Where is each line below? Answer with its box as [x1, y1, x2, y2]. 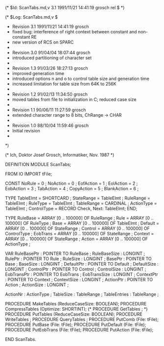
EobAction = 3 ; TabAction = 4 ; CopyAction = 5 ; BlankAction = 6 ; [5, 186, 139, 191]
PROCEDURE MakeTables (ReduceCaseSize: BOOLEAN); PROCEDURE [5, 301, 147, 306]
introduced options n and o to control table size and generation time [12, 76, 149, 81]
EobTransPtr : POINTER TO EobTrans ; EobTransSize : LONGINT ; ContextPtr [5, 272, 158, 277]
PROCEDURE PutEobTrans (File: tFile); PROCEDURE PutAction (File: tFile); [5, 327, 153, 333]
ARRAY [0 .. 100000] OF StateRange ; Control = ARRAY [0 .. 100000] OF [5, 225, 150, 231]
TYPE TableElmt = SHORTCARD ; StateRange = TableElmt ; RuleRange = [5, 195, 151, 201]
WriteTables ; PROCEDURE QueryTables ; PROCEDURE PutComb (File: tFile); [5, 317, 159, 322]
